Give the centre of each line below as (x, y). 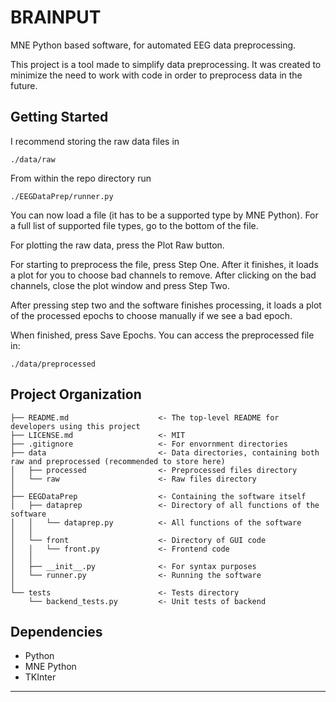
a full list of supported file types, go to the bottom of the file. (134, 225)
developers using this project (75, 426)
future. (24, 85)
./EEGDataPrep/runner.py (62, 196)
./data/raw (33, 159)
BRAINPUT (56, 17)
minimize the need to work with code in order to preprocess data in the (156, 75)
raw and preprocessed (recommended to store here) (118, 461)
